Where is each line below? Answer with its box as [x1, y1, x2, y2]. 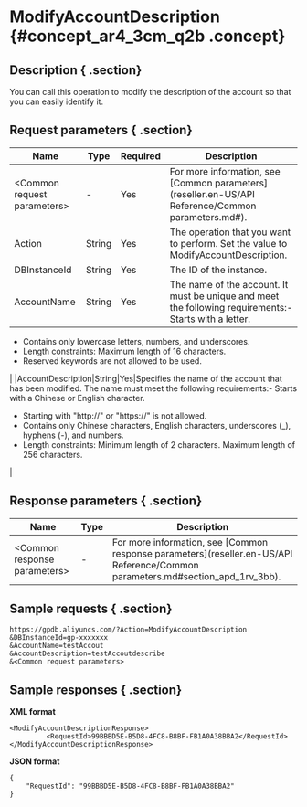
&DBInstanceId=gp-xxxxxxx [9, 633, 108, 642]
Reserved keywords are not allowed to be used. [22, 355, 203, 366]
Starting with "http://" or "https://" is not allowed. [22, 409, 207, 421]
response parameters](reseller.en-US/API [111, 547, 293, 559]
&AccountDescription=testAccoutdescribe [9, 649, 166, 659]
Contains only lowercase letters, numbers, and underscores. [22, 335, 250, 346]
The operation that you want [169, 226, 291, 239]
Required [120, 149, 162, 162]
